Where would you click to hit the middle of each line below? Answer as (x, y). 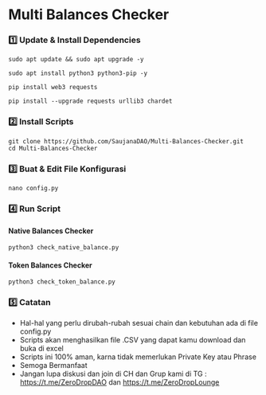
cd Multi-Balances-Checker (53, 148)
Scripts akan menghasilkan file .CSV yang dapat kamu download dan (133, 339)
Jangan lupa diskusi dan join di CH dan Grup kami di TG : (113, 373)
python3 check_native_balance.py (64, 248)
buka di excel (41, 348)
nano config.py (33, 189)
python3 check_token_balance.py (62, 282)
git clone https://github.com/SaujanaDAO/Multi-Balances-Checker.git (126, 141)
